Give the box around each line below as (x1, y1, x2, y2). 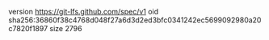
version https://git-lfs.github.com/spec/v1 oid (8, 7, 159, 16)
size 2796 (49, 24, 82, 33)
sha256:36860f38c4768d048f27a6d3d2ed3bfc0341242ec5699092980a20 (8, 15, 262, 25)
